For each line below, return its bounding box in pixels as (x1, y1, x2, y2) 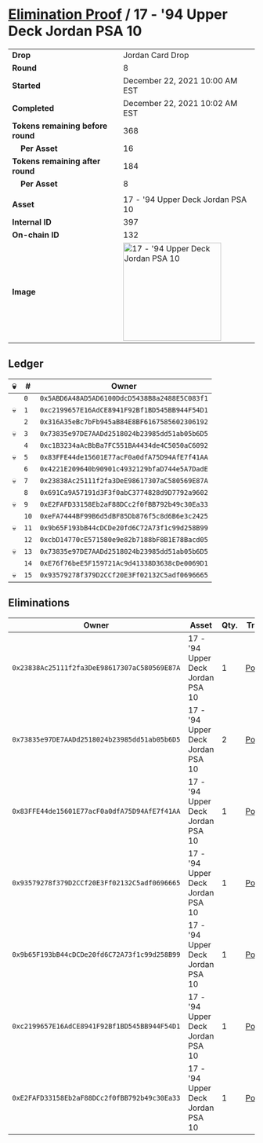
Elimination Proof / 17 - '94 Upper (8, 5, 229, 24)
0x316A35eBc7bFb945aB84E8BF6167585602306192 (39, 417, 209, 426)
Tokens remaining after (12, 156, 101, 167)
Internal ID (12, 216, 52, 227)
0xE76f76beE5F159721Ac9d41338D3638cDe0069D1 (39, 559, 209, 567)
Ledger (8, 357, 44, 371)
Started (12, 80, 41, 91)
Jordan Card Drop (123, 49, 189, 60)
